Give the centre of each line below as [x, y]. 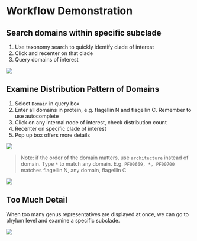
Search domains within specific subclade [84, 33]
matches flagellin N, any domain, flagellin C [73, 170]
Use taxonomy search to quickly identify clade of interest [84, 47]
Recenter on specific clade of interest [60, 128]
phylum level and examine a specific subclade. [63, 220]
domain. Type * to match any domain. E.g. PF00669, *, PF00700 [98, 163]
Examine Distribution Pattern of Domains [83, 89]
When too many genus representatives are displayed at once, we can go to [98, 214]
